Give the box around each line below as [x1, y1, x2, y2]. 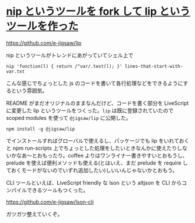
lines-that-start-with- [124, 63, 183, 69]
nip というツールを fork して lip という [6, 5, 190, 18]
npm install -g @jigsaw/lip [6, 126, 75, 132]
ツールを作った [6, 19, 79, 33]
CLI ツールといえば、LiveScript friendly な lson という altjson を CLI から [6, 179, 182, 186]
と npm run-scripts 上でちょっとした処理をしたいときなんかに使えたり [6, 145, 177, 152]
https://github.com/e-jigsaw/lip [6, 39, 82, 47]
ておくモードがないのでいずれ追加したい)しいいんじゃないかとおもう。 [6, 166, 178, 173]
